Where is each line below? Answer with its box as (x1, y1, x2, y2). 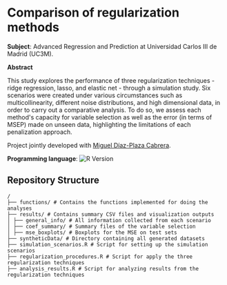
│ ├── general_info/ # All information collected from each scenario (7, 217, 212, 224)
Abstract (7, 63, 33, 71)
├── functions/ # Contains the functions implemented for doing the (7, 199, 208, 206)
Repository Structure (7, 175, 100, 186)
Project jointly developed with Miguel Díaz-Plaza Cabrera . (7, 141, 171, 149)
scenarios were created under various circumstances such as (7, 91, 183, 99)
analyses (7, 205, 32, 212)
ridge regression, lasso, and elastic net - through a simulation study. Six (7, 83, 211, 92)
